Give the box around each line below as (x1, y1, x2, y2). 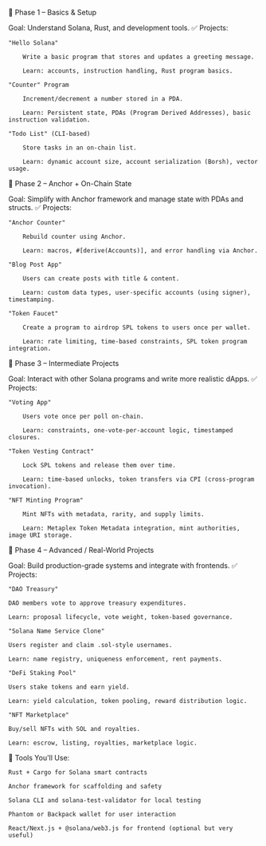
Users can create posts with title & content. (22, 275, 180, 283)
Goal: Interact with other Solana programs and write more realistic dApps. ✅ (8, 374, 257, 383)
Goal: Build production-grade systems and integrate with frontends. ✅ (8, 561, 238, 570)
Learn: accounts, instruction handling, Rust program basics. (22, 67, 233, 75)
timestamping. (8, 296, 56, 304)
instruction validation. (8, 116, 91, 124)
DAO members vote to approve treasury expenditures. (8, 599, 187, 607)
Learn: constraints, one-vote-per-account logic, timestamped (22, 427, 233, 435)
